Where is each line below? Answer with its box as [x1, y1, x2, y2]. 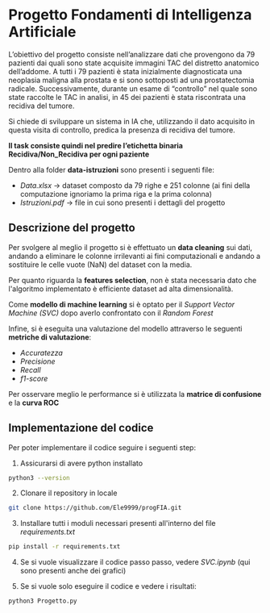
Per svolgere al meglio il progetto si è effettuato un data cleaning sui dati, [8, 242, 252, 252]
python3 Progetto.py [8, 597, 78, 606]
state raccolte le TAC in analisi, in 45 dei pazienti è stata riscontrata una [8, 92, 246, 102]
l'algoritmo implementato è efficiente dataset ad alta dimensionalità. [8, 284, 234, 294]
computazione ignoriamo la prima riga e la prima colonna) [19, 189, 212, 198]
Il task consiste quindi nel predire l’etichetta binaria [8, 140, 184, 150]
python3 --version [8, 473, 70, 482]
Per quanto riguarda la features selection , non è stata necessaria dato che [8, 275, 257, 285]
